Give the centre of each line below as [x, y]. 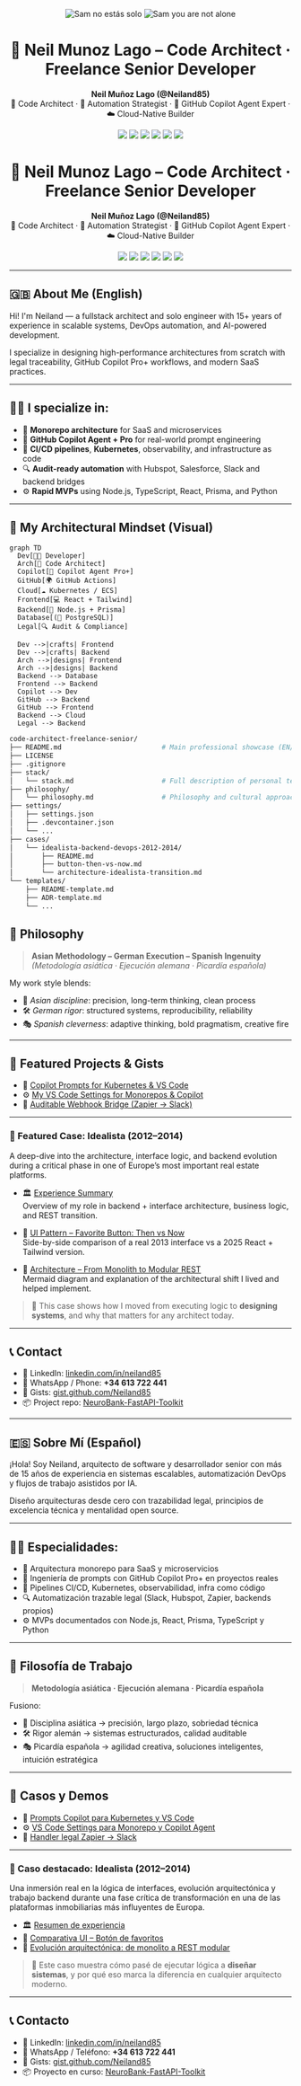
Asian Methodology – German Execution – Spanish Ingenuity [146, 956]
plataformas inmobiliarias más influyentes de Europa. [107, 1907]
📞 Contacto [39, 2021]
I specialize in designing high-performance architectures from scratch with [147, 352]
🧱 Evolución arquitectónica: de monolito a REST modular [126, 1947]
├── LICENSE [31, 756]
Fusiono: [25, 1705]
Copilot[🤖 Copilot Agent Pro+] [76, 572]
